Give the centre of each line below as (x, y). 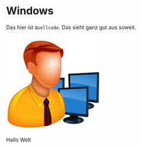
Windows (30, 11)
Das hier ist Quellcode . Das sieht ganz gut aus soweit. (71, 27)
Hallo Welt (19, 140)
